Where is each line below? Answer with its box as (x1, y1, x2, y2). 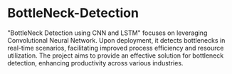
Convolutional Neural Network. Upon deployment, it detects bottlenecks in (7, 36, 226, 44)
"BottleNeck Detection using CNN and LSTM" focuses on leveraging (7, 28, 208, 37)
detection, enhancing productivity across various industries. (7, 58, 184, 67)
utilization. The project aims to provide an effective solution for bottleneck (7, 51, 224, 60)
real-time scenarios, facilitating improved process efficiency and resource (7, 43, 224, 52)
